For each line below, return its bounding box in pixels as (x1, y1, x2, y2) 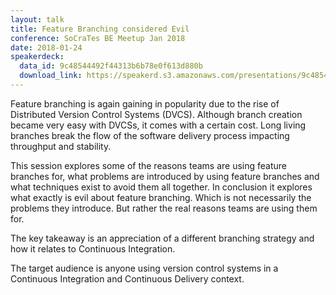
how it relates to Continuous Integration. (10, 242, 176, 255)
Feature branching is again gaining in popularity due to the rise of (10, 97, 280, 110)
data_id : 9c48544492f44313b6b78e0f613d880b (19, 61, 203, 71)
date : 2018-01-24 (10, 42, 83, 53)
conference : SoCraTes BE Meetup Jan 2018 (10, 33, 186, 43)
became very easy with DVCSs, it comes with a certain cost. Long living (10, 119, 307, 131)
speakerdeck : (10, 52, 65, 62)
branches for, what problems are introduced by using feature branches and (10, 170, 320, 182)
